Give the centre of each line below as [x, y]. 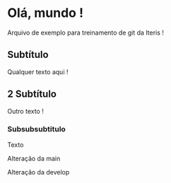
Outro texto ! [25, 111]
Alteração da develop [39, 172]
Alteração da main [34, 158]
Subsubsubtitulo [36, 129]
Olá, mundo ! [45, 13]
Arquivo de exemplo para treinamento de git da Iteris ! [86, 33]
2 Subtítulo [32, 94]
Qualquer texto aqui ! [38, 71]
